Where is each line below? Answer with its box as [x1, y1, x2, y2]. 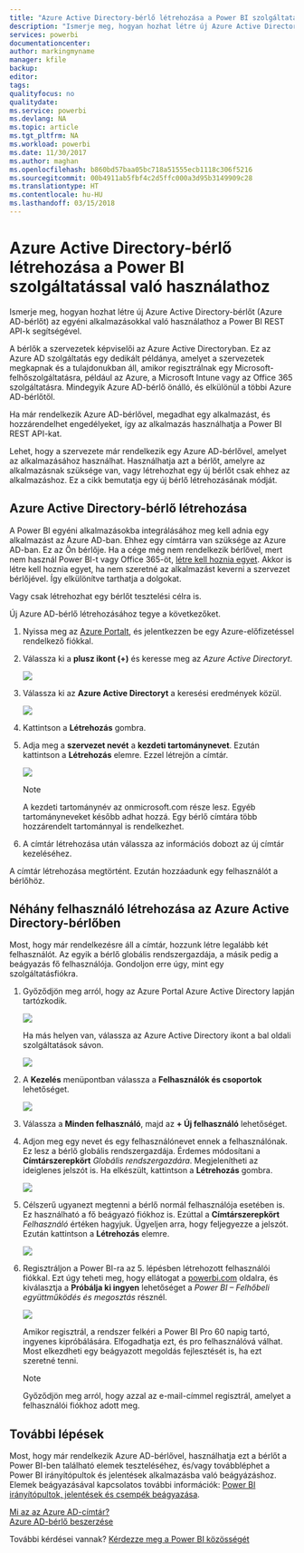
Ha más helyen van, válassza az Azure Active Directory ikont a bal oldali [22, 1030, 291, 1041]
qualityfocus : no [9, 89, 75, 98]
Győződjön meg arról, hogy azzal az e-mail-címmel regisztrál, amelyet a [22, 1391, 291, 1402]
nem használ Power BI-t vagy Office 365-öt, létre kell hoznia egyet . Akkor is [9, 554, 292, 565]
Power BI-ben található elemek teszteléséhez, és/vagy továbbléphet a [9, 1461, 271, 1471]
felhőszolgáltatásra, [9, 372, 83, 383]
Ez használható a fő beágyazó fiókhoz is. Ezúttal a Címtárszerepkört [22, 1209, 280, 1220]
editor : [9, 73, 39, 82]
